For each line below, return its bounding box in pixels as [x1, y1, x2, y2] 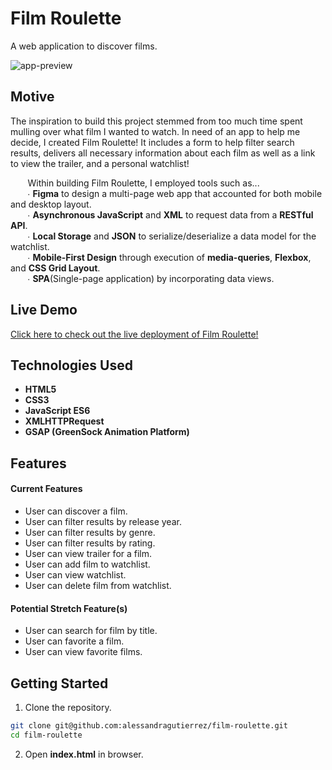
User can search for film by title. [24, 625, 158, 637]
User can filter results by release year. [24, 515, 182, 527]
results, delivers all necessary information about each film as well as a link [10, 147, 316, 159]
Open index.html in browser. [24, 748, 144, 760]
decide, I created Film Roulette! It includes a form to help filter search [10, 136, 295, 148]
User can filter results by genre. [24, 526, 156, 538]
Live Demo [10, 302, 78, 319]
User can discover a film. [24, 505, 128, 517]
